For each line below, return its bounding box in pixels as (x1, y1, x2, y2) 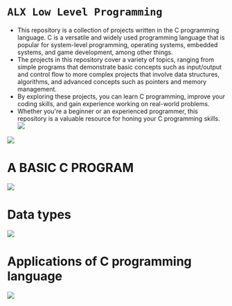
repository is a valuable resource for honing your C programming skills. (17, 114, 220, 123)
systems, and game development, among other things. (17, 48, 173, 56)
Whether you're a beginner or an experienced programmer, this (17, 107, 199, 115)
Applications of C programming (7, 254, 192, 269)
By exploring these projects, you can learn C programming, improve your (17, 92, 225, 101)
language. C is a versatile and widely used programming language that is (17, 33, 225, 42)
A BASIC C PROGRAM (7, 160, 134, 176)
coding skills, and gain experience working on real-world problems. (17, 99, 210, 108)
